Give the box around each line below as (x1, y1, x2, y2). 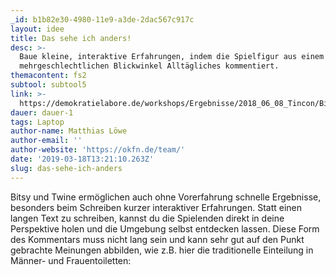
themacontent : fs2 (10, 71, 87, 81)
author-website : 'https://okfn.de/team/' (10, 145, 186, 155)
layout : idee (10, 24, 65, 34)
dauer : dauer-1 (10, 107, 74, 118)
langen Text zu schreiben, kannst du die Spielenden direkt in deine (10, 212, 285, 224)
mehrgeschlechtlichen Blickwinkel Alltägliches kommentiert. (19, 61, 280, 71)
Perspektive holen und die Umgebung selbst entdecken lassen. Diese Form (10, 222, 320, 235)
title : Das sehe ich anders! (10, 33, 132, 43)
